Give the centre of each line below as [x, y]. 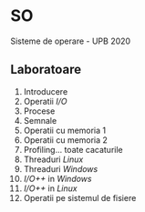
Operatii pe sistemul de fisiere [80, 197]
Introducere [46, 91]
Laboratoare [46, 70]
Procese [39, 111]
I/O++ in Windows [57, 178]
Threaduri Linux [53, 159]
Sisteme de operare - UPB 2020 [71, 41]
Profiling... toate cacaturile [73, 149]
